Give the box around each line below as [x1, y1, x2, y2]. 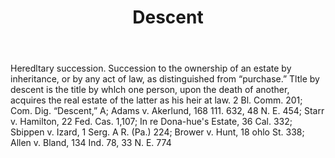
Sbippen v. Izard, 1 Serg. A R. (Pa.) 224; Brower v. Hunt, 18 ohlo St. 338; [10, 126, 305, 138]
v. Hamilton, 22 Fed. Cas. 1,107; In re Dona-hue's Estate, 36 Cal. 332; [10, 116, 293, 128]
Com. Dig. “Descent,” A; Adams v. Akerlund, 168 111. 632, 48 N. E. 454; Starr [10, 105, 325, 117]
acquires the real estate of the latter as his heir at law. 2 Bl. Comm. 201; [10, 94, 303, 106]
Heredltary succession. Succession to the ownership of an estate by [10, 62, 292, 75]
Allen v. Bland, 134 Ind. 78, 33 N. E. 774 [10, 137, 172, 149]
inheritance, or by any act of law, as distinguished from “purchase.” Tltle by [10, 73, 320, 85]
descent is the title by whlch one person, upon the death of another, [10, 84, 290, 96]
